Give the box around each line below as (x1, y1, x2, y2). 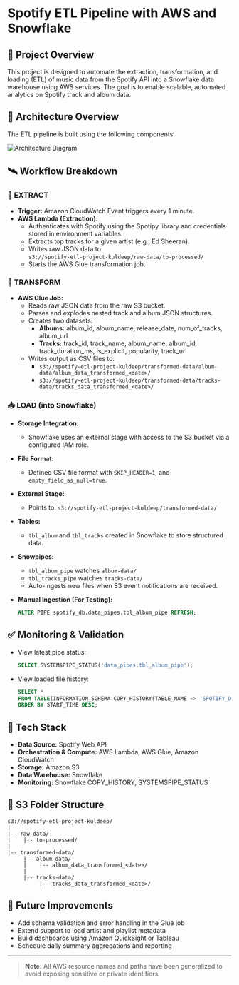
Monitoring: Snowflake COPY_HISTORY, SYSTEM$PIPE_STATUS (17, 778, 208, 787)
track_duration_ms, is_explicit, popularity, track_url (38, 346, 187, 355)
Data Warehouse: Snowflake (17, 771, 103, 779)
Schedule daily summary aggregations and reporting (17, 941, 172, 950)
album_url (38, 331, 68, 340)
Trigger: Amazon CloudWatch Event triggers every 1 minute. (17, 206, 195, 215)
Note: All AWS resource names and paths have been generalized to (24, 961, 223, 970)
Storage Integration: (17, 419, 80, 428)
